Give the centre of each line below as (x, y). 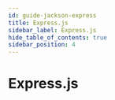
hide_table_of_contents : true (58, 37)
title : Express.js (38, 23)
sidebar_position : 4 (42, 45)
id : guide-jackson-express (52, 15)
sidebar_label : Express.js (52, 30)
